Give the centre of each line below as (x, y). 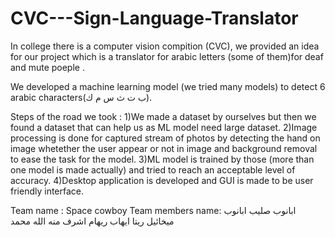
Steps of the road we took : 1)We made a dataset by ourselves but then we (163, 116)
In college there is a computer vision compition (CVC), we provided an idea (165, 46)
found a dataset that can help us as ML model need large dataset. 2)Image (164, 127)
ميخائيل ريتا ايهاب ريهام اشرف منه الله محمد (92, 221)
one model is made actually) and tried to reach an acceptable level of (153, 169)
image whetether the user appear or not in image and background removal (164, 148)
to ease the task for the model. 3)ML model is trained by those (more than (162, 159)
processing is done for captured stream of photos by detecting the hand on (165, 138)
